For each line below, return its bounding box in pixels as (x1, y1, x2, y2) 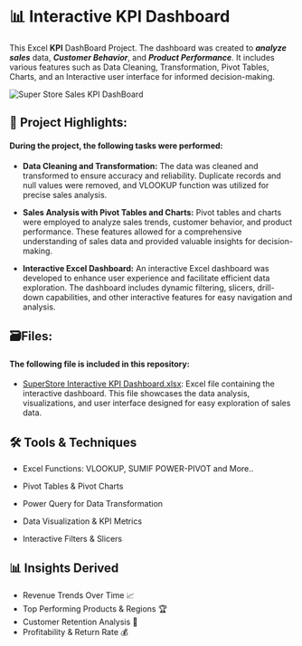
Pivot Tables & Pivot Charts (22, 480, 124, 491)
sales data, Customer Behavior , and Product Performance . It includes (9, 52, 275, 62)
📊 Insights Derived (9, 561, 119, 576)
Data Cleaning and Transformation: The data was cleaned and (22, 160, 260, 171)
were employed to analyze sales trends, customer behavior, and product (22, 216, 292, 227)
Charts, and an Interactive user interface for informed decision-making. (9, 71, 276, 81)
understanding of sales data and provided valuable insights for (22, 235, 256, 246)
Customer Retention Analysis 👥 (22, 616, 138, 627)
